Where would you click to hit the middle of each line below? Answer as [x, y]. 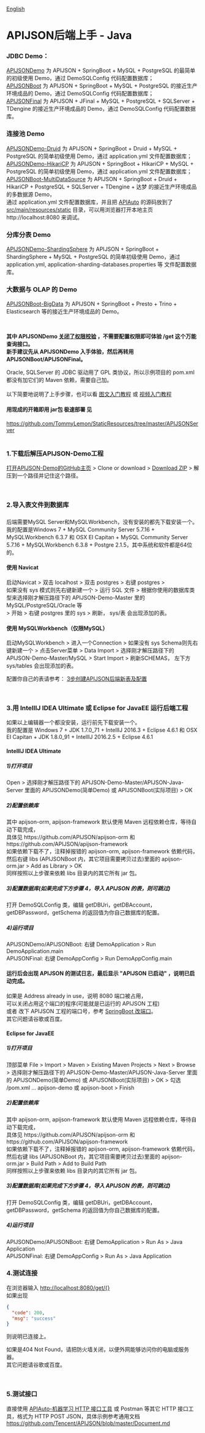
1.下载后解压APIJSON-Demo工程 [55, 454]
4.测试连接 [22, 1273]
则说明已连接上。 [28, 1336]
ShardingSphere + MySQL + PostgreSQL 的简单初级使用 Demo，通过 [93, 257]
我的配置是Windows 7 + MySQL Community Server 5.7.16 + [80, 529]
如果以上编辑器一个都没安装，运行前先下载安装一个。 [73, 722]
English [16, 9]
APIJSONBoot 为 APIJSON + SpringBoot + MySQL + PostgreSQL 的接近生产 [102, 86]
